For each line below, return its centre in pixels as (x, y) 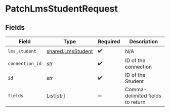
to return (135, 102)
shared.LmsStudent (70, 51)
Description (144, 42)
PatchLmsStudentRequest (61, 9)
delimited (136, 96)
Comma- (136, 90)
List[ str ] (56, 96)
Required (109, 42)
